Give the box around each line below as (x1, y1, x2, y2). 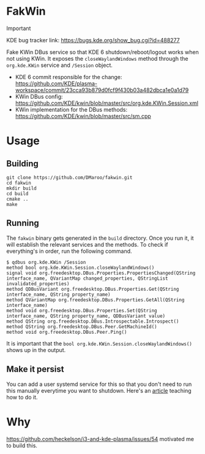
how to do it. (6, 393, 38, 401)
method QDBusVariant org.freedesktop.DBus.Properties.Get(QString (6, 286, 179, 292)
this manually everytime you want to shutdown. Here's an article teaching (6, 387, 192, 394)
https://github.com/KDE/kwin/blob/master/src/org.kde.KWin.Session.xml (15, 99, 199, 107)
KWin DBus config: (15, 93, 63, 100)
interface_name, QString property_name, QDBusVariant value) (6, 313, 166, 319)
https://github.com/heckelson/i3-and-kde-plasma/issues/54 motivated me (6, 435, 195, 442)
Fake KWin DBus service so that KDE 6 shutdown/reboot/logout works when (6, 48, 199, 56)
